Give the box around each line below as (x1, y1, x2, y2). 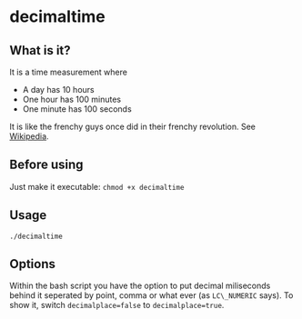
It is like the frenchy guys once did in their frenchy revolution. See (9, 121, 257, 132)
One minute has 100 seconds (22, 104, 132, 115)
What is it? (9, 43, 71, 58)
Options (9, 256, 56, 272)
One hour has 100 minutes (22, 94, 121, 105)
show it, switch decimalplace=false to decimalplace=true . (9, 300, 225, 311)
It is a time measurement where (9, 66, 127, 77)
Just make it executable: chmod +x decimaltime (9, 181, 185, 192)
